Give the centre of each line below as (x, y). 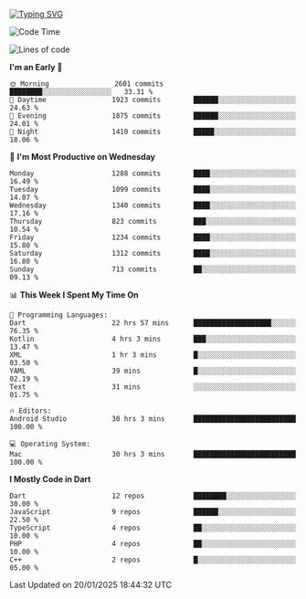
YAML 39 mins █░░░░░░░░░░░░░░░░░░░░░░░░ (153, 371)
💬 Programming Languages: (58, 315)
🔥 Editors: (31, 411)
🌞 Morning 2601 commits (87, 84)
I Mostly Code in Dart (50, 479)
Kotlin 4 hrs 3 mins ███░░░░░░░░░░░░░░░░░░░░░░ (153, 339)
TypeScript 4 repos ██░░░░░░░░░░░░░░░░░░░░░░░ (153, 528)
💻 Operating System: (50, 444)
